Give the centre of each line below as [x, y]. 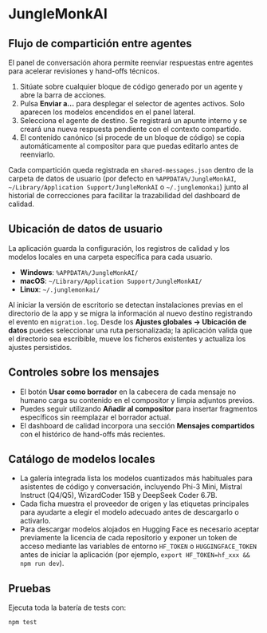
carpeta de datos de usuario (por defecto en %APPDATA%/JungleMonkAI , [122, 178]
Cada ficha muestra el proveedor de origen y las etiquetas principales [134, 504]
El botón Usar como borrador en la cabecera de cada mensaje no [128, 392]
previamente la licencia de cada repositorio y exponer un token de [128, 538]
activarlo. [35, 521]
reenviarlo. [37, 154]
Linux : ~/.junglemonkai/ [60, 289]
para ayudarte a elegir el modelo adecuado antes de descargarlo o [129, 512]
